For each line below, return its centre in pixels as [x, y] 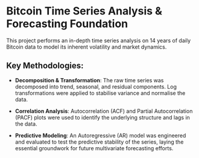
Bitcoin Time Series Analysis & [84, 11]
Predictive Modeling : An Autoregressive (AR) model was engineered [100, 135]
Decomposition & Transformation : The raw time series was [89, 80]
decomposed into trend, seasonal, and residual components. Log [96, 87]
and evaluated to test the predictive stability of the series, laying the [99, 142]
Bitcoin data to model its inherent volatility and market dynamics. [87, 47]
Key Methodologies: [45, 66]
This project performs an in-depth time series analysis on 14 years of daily [99, 40]
